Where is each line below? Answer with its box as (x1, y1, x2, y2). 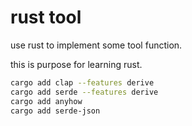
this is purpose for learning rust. (10, 58, 143, 70)
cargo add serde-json (10, 106, 101, 116)
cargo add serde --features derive (10, 87, 159, 97)
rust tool (10, 6, 82, 29)
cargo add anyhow (10, 96, 83, 106)
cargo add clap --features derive (10, 77, 155, 88)
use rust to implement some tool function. (10, 39, 183, 51)
